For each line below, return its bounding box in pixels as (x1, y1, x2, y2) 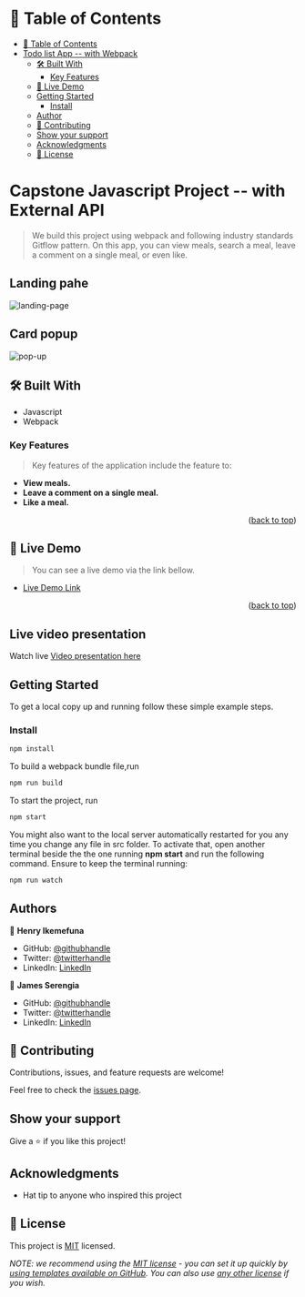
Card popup (9, 327, 78, 342)
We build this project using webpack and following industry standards (31, 229, 294, 240)
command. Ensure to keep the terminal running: (9, 857, 188, 868)
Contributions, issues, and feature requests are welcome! (9, 1067, 225, 1078)
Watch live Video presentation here (9, 651, 141, 662)
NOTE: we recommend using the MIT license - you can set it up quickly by (9, 1258, 289, 1269)
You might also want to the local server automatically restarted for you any (9, 828, 289, 840)
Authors (9, 901, 57, 917)
